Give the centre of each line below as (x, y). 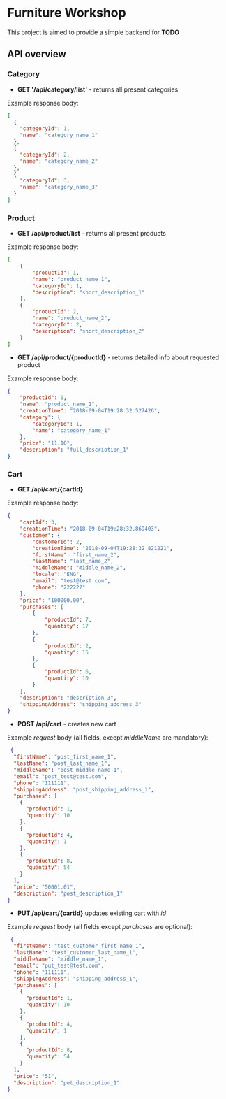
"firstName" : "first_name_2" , (76, 555)
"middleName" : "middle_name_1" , (61, 959)
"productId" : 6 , (68, 672)
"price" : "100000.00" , (53, 600)
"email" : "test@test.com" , (71, 581)
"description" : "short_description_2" (89, 331)
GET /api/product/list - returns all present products (91, 234)
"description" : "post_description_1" (68, 893)
